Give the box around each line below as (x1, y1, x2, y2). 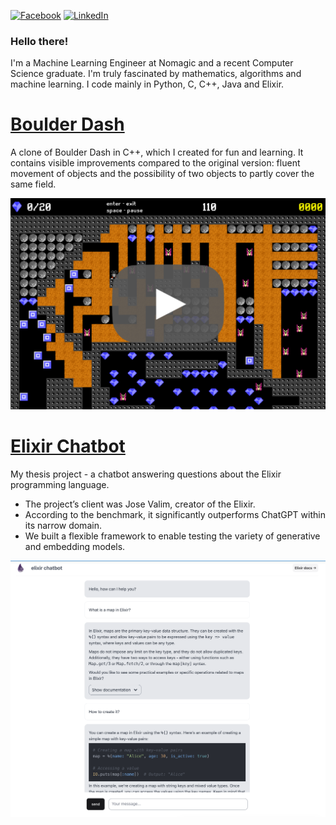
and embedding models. (24, 540, 126, 552)
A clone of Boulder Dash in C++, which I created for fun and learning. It (10, 146, 304, 159)
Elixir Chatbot (10, 435, 126, 458)
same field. (10, 178, 57, 190)
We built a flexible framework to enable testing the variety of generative (24, 530, 321, 542)
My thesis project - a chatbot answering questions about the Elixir (10, 468, 282, 480)
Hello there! (10, 34, 69, 48)
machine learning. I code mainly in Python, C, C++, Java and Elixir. (10, 78, 285, 90)
